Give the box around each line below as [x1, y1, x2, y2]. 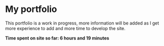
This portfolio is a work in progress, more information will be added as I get [5, 20, 160, 26]
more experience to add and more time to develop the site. [5, 25, 126, 31]
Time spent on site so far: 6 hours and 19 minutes [5, 35, 110, 41]
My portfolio [5, 3, 57, 15]
